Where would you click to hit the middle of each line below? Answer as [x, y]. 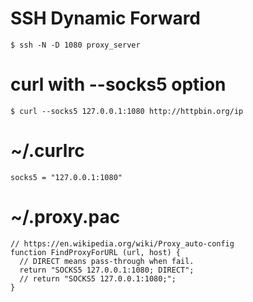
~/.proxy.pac [65, 217]
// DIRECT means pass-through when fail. [107, 261]
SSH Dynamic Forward [106, 18]
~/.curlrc [47, 151]
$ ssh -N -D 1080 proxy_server [75, 45]
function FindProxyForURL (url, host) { [96, 252]
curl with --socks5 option [118, 84]
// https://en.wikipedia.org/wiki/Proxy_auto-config [122, 243]
